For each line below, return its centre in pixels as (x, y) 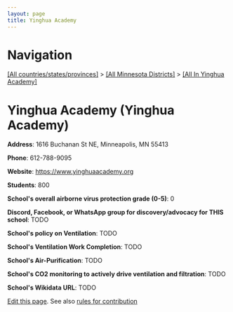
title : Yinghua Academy (42, 20)
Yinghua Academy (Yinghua (91, 110)
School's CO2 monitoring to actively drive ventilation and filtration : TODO (116, 274)
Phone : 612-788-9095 (40, 158)
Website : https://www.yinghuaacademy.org (71, 172)
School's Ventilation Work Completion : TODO (75, 247)
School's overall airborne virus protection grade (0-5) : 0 (91, 199)
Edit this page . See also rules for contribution (73, 301)
